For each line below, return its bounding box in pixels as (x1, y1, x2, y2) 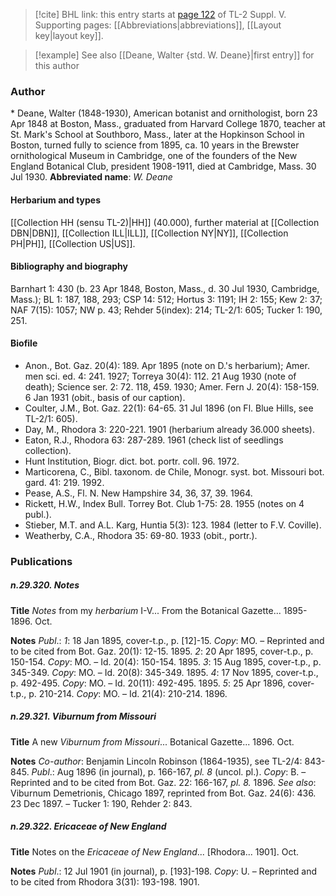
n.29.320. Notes (10, 579, 80, 591)
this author (34, 60, 80, 71)
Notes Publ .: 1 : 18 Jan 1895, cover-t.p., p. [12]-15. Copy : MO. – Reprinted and (10, 634, 325, 646)
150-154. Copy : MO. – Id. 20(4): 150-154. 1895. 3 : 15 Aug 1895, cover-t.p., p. (10, 655, 322, 668)
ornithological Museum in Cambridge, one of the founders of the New (10, 150, 298, 162)
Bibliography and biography (10, 260, 128, 273)
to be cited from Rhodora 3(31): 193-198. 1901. (10, 875, 200, 888)
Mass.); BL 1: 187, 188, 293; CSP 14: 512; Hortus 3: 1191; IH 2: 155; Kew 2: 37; (10, 293, 323, 305)
